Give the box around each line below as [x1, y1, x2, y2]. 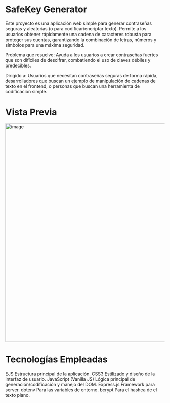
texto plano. [5, 392, 30, 398]
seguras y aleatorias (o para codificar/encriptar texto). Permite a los [5, 25, 147, 31]
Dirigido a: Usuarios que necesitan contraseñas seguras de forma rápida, [5, 72, 158, 78]
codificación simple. [5, 88, 48, 94]
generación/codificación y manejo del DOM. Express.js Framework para [5, 381, 155, 387]
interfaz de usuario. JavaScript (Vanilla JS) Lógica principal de [5, 376, 136, 382]
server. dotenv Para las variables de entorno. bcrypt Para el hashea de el [5, 387, 157, 393]
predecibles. [5, 62, 31, 69]
